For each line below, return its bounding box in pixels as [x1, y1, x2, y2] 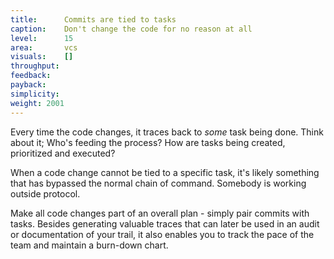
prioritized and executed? [10, 147, 116, 159]
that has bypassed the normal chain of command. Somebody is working [10, 177, 307, 189]
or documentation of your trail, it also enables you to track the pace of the [10, 228, 315, 240]
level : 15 [10, 33, 74, 43]
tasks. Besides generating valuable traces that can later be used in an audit [10, 217, 320, 230]
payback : [10, 80, 47, 90]
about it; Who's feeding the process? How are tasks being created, [10, 136, 286, 148]
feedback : [10, 71, 52, 81]
